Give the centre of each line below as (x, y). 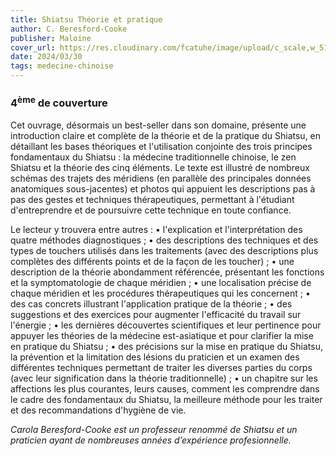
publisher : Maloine (51, 38)
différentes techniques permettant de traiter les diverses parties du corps (161, 367)
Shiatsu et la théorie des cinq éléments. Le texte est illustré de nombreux (160, 167)
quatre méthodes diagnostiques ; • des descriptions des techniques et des (164, 240)
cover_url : (33, 47)
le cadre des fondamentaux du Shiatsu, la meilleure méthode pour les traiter (166, 399)
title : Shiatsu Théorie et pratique (86, 19)
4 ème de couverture (59, 102)
